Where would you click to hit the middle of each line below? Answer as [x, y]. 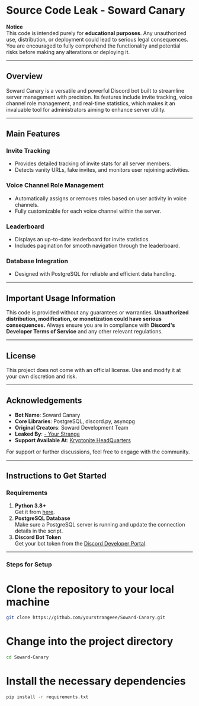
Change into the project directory [90, 642]
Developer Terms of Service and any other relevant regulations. [84, 332]
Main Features [33, 134]
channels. [27, 204]
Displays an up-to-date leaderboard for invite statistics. [82, 239]
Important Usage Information [61, 298]
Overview [25, 76]
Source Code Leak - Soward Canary [96, 10]
